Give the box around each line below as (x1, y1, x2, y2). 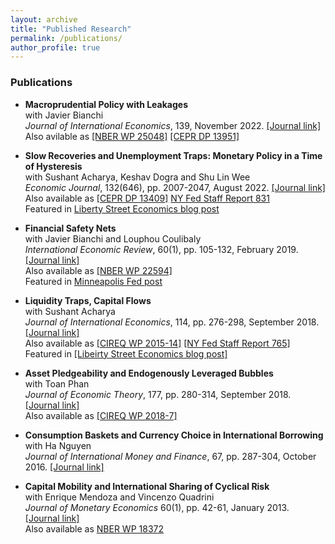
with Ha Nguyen (24, 439, 92, 451)
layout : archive (10, 14, 78, 25)
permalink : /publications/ (10, 33, 123, 43)
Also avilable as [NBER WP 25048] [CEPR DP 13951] (24, 130, 240, 142)
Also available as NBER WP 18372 (24, 522, 164, 535)
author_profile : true (10, 42, 101, 53)
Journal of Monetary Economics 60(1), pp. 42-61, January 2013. (24, 501, 290, 513)
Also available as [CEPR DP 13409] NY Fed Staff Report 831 (24, 192, 270, 204)
